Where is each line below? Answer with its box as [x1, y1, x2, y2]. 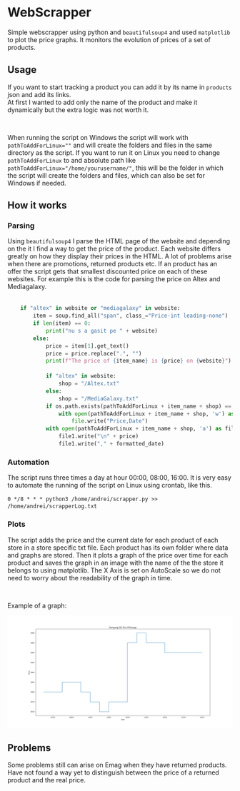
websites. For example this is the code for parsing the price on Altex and [7, 275, 221, 283]
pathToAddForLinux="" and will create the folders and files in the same [7, 141, 213, 149]
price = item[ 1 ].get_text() [45, 342, 130, 350]
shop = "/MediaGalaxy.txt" [58, 395, 139, 402]
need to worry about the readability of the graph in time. [7, 573, 173, 582]
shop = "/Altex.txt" [58, 380, 120, 388]
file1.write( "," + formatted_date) [58, 440, 164, 448]
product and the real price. [7, 776, 86, 785]
